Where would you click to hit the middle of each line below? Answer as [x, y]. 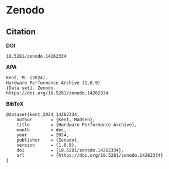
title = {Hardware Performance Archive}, [77, 125]
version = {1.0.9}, [47, 145]
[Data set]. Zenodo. [31, 88]
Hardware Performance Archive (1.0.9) [53, 83]
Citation [21, 32]
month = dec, [42, 130]
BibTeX [15, 104]
